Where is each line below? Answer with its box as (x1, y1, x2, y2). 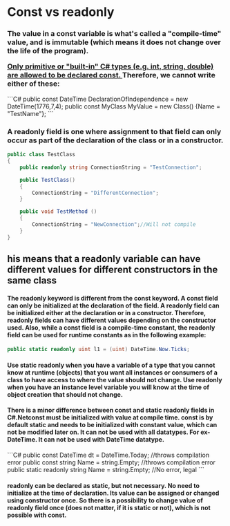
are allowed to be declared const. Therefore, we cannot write (7, 71, 215, 80)
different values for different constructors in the (7, 264, 218, 276)
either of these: (7, 79, 60, 88)
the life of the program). (7, 46, 89, 56)
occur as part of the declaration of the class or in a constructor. (7, 135, 224, 145)
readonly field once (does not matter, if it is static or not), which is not (7, 503, 211, 511)
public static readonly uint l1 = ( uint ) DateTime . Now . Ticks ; (7, 346, 190, 353)
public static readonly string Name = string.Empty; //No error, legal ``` (7, 465, 205, 473)
